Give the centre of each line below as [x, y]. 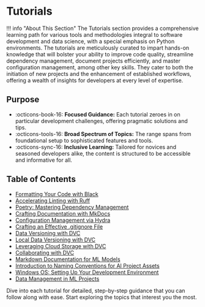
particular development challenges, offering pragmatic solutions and [101, 121]
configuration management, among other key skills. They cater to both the [100, 67]
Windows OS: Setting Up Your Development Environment [87, 272]
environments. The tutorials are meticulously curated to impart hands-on [98, 48]
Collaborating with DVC [45, 252]
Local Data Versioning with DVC [55, 240]
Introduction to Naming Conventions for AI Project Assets [88, 265]
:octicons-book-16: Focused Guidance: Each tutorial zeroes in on [98, 114]
